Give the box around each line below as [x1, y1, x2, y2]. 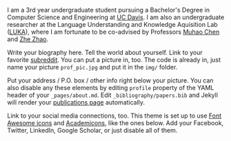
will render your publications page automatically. [7, 98, 145, 106]
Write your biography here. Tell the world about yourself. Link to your [7, 48, 203, 56]
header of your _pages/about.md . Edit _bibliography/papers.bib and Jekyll [7, 91, 219, 99]
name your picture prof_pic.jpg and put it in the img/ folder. [7, 63, 178, 71]
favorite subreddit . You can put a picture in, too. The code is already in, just [7, 56, 221, 64]
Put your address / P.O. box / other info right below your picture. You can [7, 76, 214, 85]
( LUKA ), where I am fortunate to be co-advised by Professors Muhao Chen [7, 28, 220, 36]
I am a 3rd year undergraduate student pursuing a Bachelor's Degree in [7, 6, 210, 14]
